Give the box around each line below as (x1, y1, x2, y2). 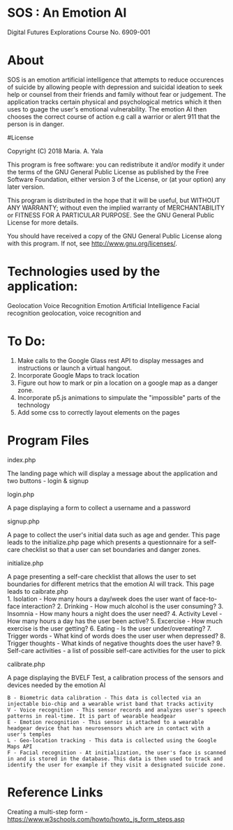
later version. (7, 183, 45, 191)
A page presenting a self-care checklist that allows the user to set (7, 572, 197, 581)
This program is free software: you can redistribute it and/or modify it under (7, 160, 225, 169)
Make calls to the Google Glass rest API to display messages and (17, 356, 204, 364)
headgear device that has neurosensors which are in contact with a (7, 725, 211, 732)
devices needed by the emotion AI (7, 681, 106, 689)
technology (17, 401, 50, 409)
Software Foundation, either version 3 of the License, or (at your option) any (7, 175, 226, 183)
